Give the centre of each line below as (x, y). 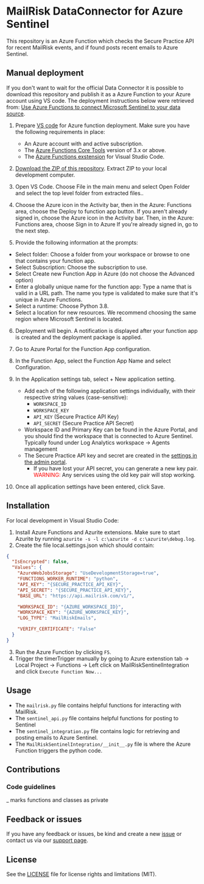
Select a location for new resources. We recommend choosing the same (106, 312)
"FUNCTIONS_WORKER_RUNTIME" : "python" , (68, 579)
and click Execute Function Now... (58, 671)
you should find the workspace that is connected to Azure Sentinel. (109, 436)
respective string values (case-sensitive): (76, 397)
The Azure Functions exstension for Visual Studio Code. (94, 156)
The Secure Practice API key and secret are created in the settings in (111, 455)
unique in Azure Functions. (49, 299)
